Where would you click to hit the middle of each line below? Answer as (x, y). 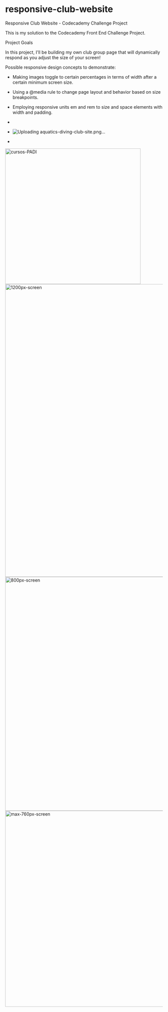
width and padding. (32, 112)
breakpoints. (25, 97)
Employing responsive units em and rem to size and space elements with (87, 107)
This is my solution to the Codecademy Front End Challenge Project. (75, 33)
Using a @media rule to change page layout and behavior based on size (86, 92)
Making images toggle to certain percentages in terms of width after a (84, 77)
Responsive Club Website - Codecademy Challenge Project (66, 23)
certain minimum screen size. (43, 82)
